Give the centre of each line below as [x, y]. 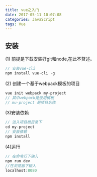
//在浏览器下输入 [21, 166]
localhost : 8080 [21, 170]
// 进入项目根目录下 [24, 122]
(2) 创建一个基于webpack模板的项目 [42, 83]
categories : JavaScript [30, 19]
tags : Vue [16, 24]
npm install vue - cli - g [30, 73]
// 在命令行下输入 [22, 156]
